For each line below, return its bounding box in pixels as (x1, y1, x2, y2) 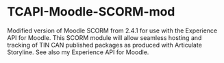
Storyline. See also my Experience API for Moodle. (7, 48, 149, 56)
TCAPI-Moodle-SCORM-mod (7, 4, 175, 20)
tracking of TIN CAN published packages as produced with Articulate (7, 41, 202, 49)
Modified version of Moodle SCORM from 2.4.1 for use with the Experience (7, 26, 218, 35)
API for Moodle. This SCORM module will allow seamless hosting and (7, 33, 202, 41)
